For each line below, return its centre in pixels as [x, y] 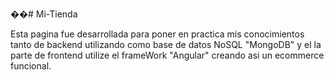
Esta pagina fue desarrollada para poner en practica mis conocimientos [157, 34]
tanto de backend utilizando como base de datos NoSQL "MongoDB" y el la [166, 44]
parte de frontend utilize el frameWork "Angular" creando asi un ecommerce [167, 55]
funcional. [31, 66]
